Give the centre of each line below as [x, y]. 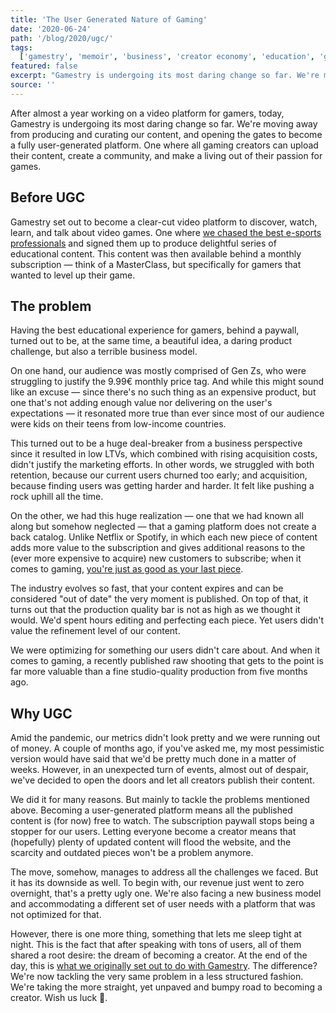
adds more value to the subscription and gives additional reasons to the [158, 548]
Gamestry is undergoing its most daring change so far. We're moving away [164, 123]
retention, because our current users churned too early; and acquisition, [159, 475]
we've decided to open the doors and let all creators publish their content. [162, 780]
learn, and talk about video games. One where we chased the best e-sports [166, 232]
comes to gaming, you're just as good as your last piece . [127, 569]
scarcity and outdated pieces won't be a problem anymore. [132, 853]
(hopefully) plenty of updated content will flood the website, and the [151, 842]
